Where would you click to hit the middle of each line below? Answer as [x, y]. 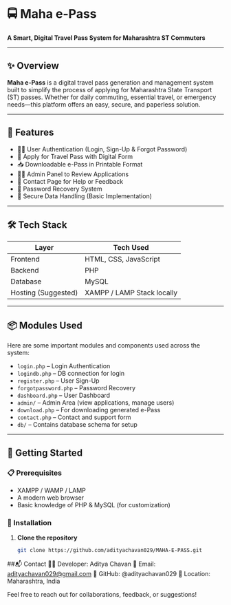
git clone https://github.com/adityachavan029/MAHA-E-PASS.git [110, 551]
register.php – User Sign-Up [58, 381]
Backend [25, 270]
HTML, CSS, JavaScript [122, 259]
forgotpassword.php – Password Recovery [76, 388]
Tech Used [131, 248]
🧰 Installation [30, 522]
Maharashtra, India [34, 581]
